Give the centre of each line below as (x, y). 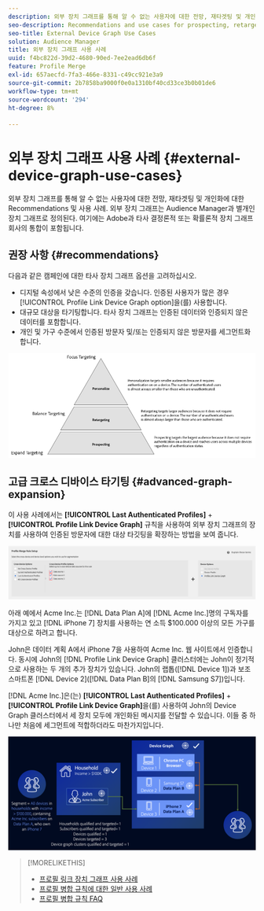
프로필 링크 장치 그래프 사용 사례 (88, 879)
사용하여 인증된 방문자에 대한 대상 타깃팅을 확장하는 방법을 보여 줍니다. (130, 534)
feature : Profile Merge (47, 67)
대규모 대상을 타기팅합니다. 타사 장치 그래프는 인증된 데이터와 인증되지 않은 (134, 312)
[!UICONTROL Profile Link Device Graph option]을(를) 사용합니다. (123, 302)
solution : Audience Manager (54, 42)
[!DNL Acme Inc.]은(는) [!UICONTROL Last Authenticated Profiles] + (120, 695)
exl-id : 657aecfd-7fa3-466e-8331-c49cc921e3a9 (86, 75)
